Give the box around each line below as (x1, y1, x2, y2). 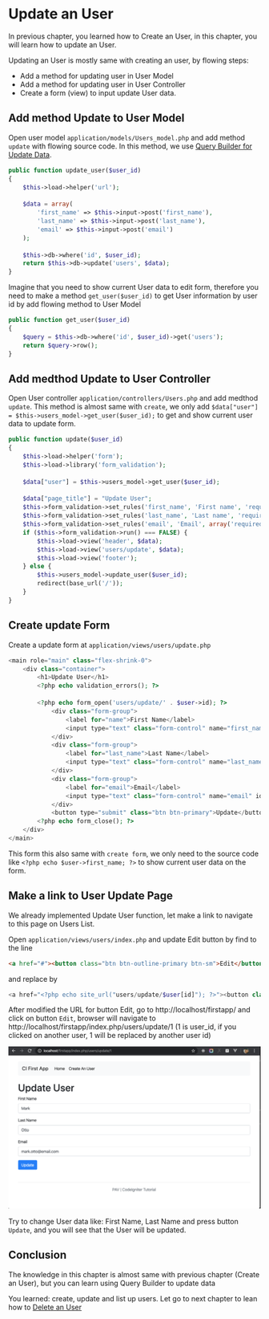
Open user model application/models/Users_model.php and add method (8, 132, 246, 142)
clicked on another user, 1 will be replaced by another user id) (8, 1031, 211, 1040)
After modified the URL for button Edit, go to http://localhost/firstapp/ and (8, 1005, 251, 1015)
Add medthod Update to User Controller (8, 372, 211, 385)
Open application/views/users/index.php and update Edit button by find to (8, 934, 257, 944)
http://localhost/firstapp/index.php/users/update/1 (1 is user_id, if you (8, 1022, 237, 1032)
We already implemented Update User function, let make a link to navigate (8, 910, 254, 920)
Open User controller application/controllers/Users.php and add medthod (8, 393, 259, 403)
